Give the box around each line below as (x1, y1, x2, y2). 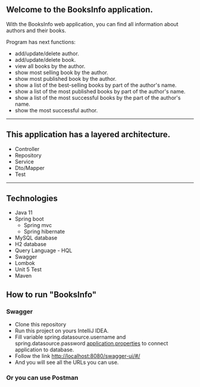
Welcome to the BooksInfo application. (6, 5, 153, 15)
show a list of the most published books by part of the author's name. (14, 87, 186, 95)
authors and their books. (6, 27, 67, 34)
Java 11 (14, 209, 33, 216)
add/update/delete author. (14, 50, 79, 57)
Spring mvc (23, 222, 52, 229)
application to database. (14, 346, 74, 353)
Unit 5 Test (14, 266, 42, 273)
